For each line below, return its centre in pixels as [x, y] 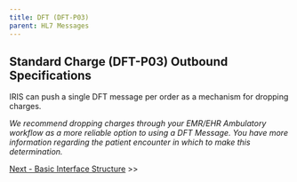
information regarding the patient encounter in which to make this [130, 142]
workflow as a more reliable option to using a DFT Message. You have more [149, 133]
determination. [36, 152]
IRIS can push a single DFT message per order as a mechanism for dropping [149, 97]
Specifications [50, 75]
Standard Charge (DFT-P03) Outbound [119, 62]
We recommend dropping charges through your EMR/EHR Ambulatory [138, 123]
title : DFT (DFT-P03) [49, 17]
